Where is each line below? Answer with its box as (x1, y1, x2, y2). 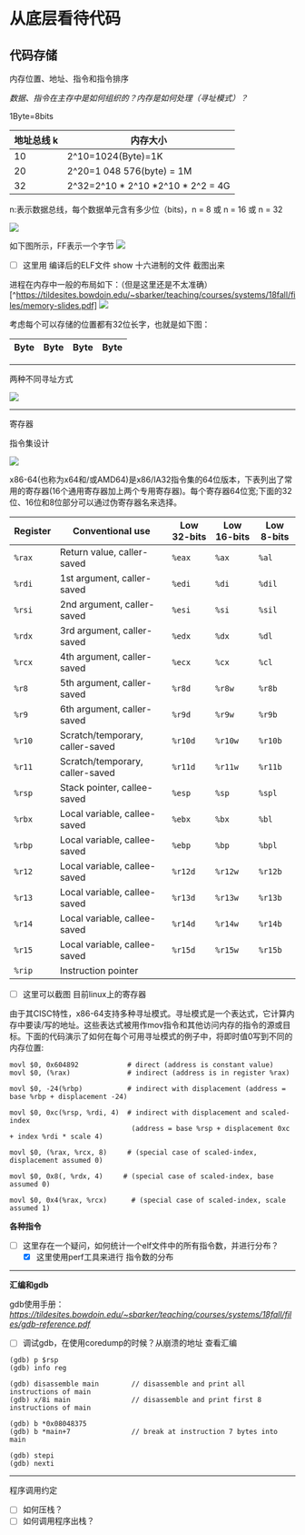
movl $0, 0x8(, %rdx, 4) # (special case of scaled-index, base (9, 1172, 274, 1181)
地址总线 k (14, 134, 59, 146)
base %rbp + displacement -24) (9, 1093, 128, 1102)
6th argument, (60, 702, 121, 715)
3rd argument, (60, 624, 121, 637)
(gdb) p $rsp (9, 1356, 59, 1365)
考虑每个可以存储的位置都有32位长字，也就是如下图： (9, 319, 211, 330)
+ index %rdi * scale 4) (9, 1132, 103, 1142)
